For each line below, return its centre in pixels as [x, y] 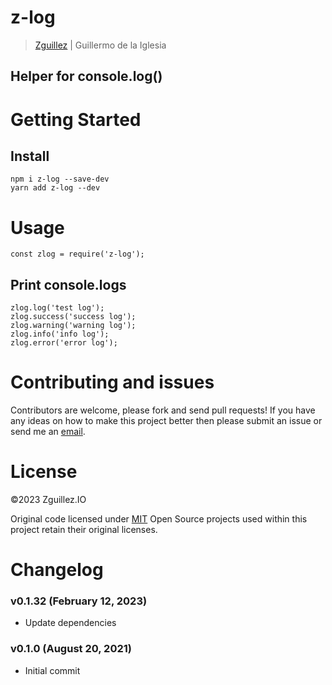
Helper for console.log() [86, 76]
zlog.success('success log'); [73, 317]
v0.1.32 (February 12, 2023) [79, 601]
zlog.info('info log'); [60, 334]
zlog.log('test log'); [57, 308]
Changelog [57, 570]
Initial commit [52, 670]
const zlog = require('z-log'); [77, 254]
